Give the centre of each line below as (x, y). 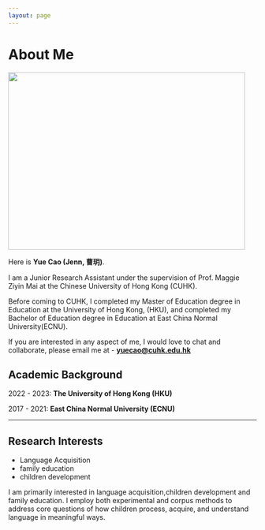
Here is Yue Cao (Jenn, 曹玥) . (56, 262)
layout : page (30, 15)
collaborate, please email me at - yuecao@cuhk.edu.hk (100, 350)
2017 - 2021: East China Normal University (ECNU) (91, 409)
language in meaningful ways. (57, 517)
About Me (41, 54)
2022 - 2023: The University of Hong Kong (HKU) (90, 394)
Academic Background (65, 374)
